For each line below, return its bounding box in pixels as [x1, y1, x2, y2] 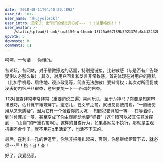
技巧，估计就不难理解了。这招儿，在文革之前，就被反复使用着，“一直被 [9, 102, 152, 107]
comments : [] [5, 43, 32, 48]
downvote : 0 [5, 39, 29, 44]
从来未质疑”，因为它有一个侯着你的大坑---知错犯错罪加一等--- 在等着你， [9, 107, 156, 114]
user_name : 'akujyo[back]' [5, 16, 60, 21]
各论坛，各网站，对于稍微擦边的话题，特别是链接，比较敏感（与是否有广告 [5, 67, 154, 73]
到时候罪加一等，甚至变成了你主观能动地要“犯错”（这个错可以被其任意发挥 [5, 114, 154, 119]
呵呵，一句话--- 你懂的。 [5, 57, 55, 63]
